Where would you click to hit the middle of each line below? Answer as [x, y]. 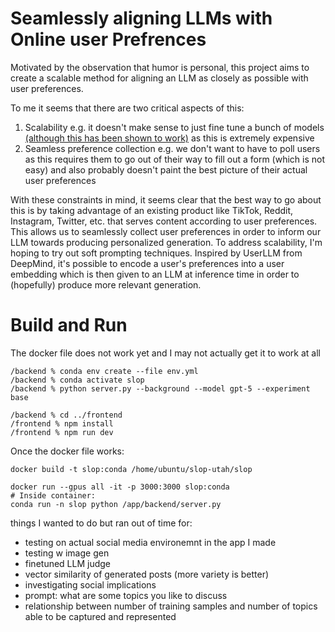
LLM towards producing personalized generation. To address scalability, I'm [166, 242]
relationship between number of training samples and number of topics [171, 606]
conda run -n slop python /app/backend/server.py [116, 504]
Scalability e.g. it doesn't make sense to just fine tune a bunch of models [174, 127]
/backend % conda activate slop [77, 380]
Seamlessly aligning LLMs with [141, 18]
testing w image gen [67, 553]
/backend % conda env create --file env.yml [104, 371]
